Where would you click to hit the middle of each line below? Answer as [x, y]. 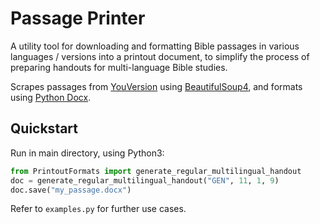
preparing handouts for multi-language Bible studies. [119, 67]
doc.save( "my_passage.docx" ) [71, 190]
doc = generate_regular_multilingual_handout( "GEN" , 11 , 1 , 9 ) [145, 180]
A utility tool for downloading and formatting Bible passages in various [155, 46]
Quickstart [44, 128]
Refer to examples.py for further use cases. [98, 209]
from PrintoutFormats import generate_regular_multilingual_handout [156, 171]
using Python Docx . [51, 97]
